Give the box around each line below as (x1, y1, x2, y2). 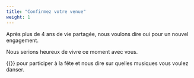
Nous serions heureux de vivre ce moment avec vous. (6, 48, 138, 55)
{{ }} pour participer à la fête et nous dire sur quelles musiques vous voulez (6, 60, 189, 67)
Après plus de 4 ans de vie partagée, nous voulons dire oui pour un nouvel (6, 30, 189, 37)
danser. (6, 66, 25, 73)
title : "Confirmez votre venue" (6, 8, 86, 15)
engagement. (6, 37, 39, 44)
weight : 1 (6, 14, 31, 20)
